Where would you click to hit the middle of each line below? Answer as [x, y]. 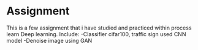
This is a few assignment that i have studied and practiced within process [99, 28]
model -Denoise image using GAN [49, 40]
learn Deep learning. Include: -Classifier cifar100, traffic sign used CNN [96, 34]
